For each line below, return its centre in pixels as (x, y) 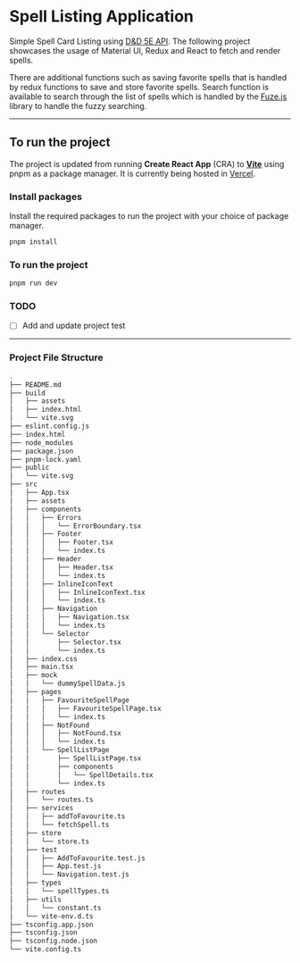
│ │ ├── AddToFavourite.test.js (77, 858)
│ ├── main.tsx (42, 667)
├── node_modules (42, 443)
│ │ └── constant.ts (55, 908)
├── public (29, 468)
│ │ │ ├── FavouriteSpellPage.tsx (86, 708)
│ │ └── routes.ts (51, 800)
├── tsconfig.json (43, 933)
